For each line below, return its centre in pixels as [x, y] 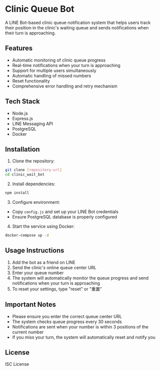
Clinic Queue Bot [40, 9]
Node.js [20, 113]
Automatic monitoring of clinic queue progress [59, 60]
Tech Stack [22, 101]
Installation [22, 149]
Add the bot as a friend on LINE [44, 262]
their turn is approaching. [30, 33]
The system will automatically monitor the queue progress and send [80, 278]
